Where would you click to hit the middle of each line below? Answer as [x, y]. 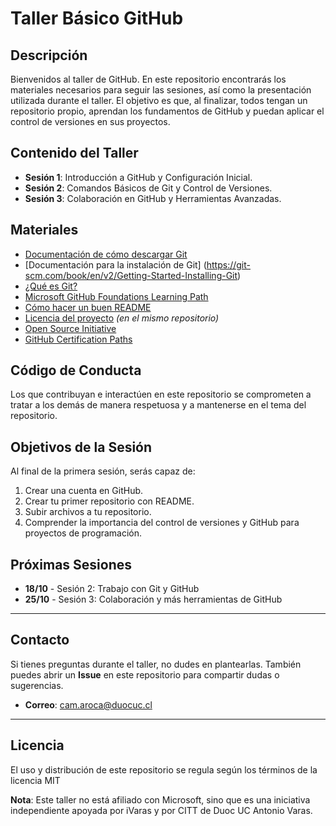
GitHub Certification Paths [78, 339]
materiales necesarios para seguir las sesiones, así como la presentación [161, 90]
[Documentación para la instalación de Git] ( [115, 264]
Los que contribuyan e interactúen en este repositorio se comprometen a [161, 394]
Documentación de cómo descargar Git [106, 254]
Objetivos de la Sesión [81, 447]
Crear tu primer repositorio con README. [109, 501]
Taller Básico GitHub [97, 18]
